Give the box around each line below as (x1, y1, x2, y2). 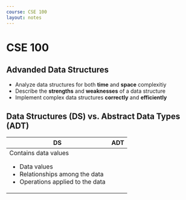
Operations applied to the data (19, 178, 106, 186)
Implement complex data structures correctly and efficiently (14, 93, 167, 101)
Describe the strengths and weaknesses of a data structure (14, 87, 166, 95)
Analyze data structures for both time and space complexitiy (14, 81, 167, 88)
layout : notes (6, 15, 42, 21)
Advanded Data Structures (6, 65, 109, 75)
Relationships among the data (19, 170, 104, 179)
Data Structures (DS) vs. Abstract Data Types (6, 111, 181, 121)
